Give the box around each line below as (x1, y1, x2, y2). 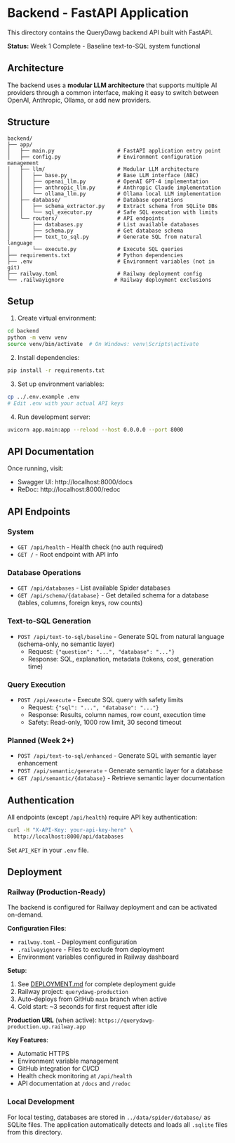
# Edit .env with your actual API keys (7, 399, 124, 407)
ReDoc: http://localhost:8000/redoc (17, 485, 121, 493)
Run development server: (17, 413, 91, 421)
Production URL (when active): (7, 1016, 97, 1024)
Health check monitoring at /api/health (17, 1072, 133, 1080)
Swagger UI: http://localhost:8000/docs (17, 478, 133, 486)
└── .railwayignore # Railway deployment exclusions (7, 276, 212, 283)
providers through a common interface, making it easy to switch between (7, 88, 219, 96)
